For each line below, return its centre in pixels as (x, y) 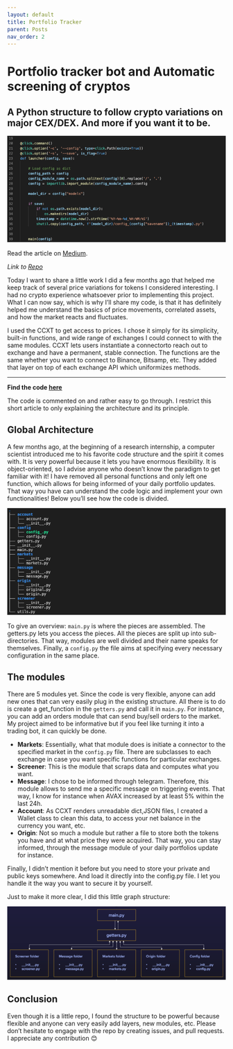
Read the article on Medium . (48, 253)
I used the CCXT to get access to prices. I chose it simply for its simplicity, (113, 330)
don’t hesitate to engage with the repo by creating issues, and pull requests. (116, 1030)
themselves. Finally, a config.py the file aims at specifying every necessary (115, 648)
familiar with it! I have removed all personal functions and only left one (107, 476)
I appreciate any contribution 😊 (52, 1038)
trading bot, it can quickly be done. (57, 731)
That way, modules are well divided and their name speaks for (130, 641)
